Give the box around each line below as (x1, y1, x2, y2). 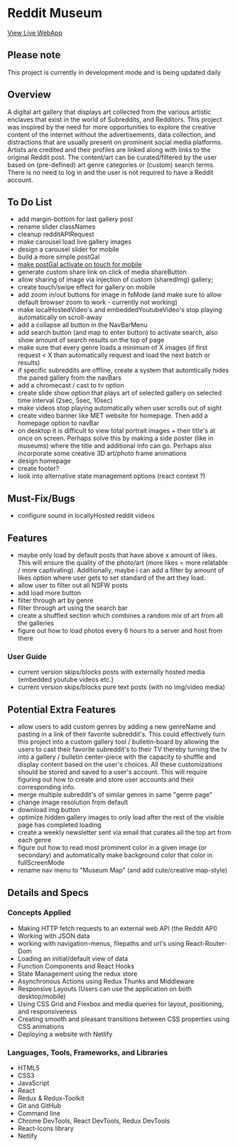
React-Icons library (17, 1124, 75, 1133)
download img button (17, 806, 80, 814)
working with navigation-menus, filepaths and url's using (17, 939, 185, 947)
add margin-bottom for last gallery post (17, 215, 134, 223)
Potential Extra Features (7, 703, 116, 715)
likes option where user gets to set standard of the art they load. (17, 574, 206, 582)
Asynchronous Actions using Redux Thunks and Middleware (17, 976, 195, 986)
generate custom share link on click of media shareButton (17, 268, 187, 277)
